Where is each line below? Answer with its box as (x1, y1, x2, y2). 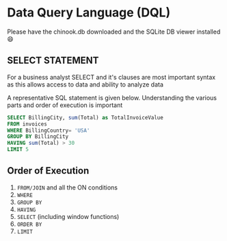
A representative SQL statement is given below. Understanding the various (7, 93, 217, 102)
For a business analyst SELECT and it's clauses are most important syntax (7, 73, 216, 81)
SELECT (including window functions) (16, 212, 120, 220)
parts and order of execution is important (7, 101, 123, 109)
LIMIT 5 (7, 146, 29, 153)
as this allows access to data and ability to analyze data (7, 80, 164, 89)
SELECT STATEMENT (7, 55, 99, 67)
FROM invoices (7, 120, 48, 128)
